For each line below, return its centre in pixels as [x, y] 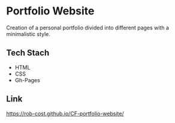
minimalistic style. [28, 34]
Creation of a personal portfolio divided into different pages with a [88, 28]
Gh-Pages [27, 80]
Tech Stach [28, 53]
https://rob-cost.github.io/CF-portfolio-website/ [65, 113]
